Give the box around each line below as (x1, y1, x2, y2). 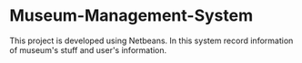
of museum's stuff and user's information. (9, 44, 167, 55)
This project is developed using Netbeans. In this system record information (9, 35, 294, 46)
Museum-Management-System (9, 5, 253, 26)
